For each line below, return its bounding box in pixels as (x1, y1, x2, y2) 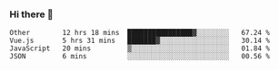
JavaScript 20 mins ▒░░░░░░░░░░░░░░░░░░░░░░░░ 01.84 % (9, 44, 271, 53)
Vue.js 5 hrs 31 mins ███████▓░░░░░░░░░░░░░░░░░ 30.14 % (9, 36, 271, 46)
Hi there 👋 (9, 8, 55, 21)
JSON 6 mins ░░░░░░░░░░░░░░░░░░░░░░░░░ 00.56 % (9, 52, 271, 61)
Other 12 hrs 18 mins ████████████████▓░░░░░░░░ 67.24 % (9, 29, 271, 38)
